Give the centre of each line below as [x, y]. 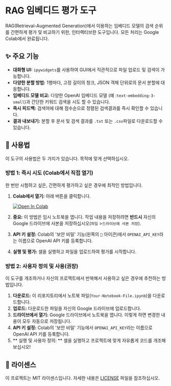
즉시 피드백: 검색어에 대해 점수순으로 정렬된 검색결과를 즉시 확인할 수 [81, 108]
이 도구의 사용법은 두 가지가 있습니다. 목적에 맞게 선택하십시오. [67, 158]
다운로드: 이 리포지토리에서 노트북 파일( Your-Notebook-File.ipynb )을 [82, 296]
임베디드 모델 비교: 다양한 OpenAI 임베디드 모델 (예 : [65, 95]
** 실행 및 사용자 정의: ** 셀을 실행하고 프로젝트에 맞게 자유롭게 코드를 [82, 341]
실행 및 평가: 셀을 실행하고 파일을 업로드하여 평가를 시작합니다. [75, 252]
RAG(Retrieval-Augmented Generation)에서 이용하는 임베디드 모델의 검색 [80, 26]
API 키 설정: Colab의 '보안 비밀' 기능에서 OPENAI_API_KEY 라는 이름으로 [83, 328]
